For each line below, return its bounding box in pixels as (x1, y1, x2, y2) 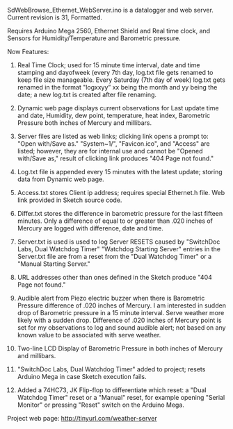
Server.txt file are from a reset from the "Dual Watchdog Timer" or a (17, 253, 212, 260)
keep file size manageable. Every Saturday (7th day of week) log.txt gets (17, 76, 226, 84)
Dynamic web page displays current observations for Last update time (17, 104, 219, 112)
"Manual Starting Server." (17, 260, 90, 268)
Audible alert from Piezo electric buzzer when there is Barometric (17, 294, 205, 302)
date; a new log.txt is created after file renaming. (17, 90, 157, 99)
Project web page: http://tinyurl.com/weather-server (7, 414, 158, 422)
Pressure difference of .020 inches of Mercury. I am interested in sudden (17, 301, 226, 310)
